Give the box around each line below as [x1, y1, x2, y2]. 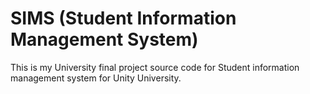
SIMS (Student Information [10, 7, 237, 30]
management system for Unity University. [10, 72, 182, 84]
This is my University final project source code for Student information [10, 61, 300, 73]
